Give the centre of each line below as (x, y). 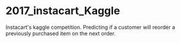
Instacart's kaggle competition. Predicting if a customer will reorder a (90, 27)
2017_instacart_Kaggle (63, 11)
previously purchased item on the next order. (61, 33)
